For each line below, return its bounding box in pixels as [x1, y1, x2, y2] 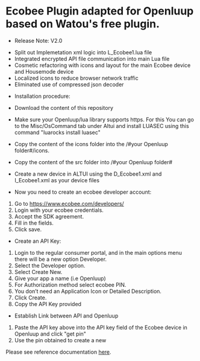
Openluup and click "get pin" [14, 330, 87, 337]
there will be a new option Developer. [14, 255, 107, 263]
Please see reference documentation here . [5, 348, 112, 356]
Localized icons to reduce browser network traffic [14, 74, 139, 81]
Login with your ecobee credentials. [14, 206, 104, 214]
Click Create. [14, 294, 47, 301]
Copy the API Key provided [14, 300, 82, 307]
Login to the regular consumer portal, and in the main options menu [14, 249, 182, 256]
